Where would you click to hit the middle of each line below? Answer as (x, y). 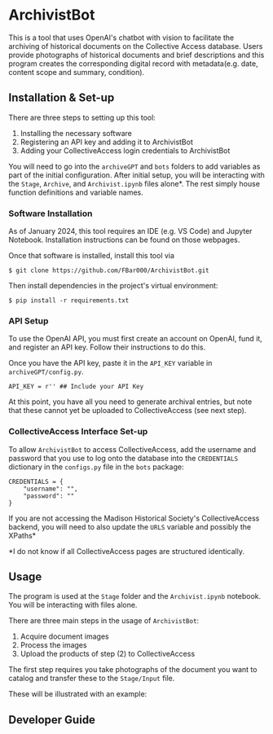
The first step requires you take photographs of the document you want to (133, 670)
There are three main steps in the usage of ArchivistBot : (104, 621)
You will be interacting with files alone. (73, 605)
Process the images (53, 645)
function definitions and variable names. (76, 192)
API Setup (29, 321)
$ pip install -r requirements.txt (69, 301)
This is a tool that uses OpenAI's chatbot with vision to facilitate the (121, 37)
